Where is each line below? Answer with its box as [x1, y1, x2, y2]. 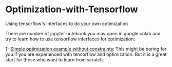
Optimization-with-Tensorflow [5, 4, 138, 15]
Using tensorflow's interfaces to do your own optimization [5, 20, 128, 27]
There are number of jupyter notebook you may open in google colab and [5, 30, 161, 36]
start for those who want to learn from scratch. [5, 56, 104, 62]
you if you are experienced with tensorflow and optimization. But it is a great [5, 51, 167, 57]
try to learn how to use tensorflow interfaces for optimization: [5, 36, 135, 42]
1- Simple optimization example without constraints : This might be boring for [5, 46, 167, 52]
